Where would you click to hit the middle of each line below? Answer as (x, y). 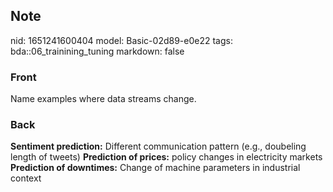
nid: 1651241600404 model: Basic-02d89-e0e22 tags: (121, 40)
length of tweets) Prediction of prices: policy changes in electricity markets (166, 157)
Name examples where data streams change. (103, 99)
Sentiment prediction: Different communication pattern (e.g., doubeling (158, 146)
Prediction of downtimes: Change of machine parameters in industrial (155, 168)
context (26, 178)
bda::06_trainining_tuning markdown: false (97, 51)
